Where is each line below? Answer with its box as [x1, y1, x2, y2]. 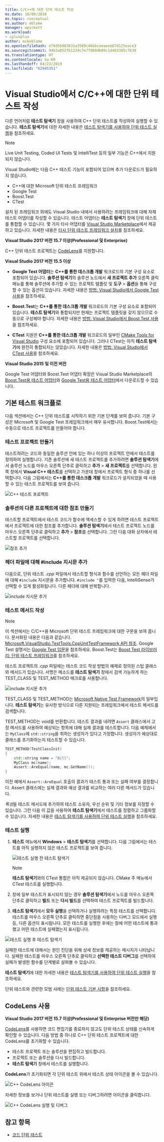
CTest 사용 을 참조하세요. [12, 350, 60, 356]
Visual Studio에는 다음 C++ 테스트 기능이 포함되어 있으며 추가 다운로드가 [5, 166, 144, 172]
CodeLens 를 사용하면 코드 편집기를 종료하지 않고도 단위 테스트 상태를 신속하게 [5, 1026, 155, 1032]
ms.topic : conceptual [5, 16, 49, 21]
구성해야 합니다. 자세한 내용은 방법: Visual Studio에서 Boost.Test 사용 [25, 315, 159, 321]
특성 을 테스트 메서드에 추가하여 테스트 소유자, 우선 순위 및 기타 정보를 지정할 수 [5, 801, 155, 807]
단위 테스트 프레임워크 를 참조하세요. [11, 653, 80, 658]
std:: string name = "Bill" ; [14, 755, 71, 760]
